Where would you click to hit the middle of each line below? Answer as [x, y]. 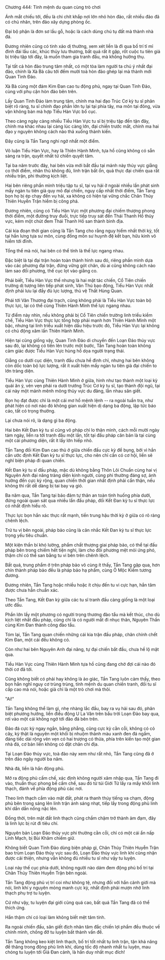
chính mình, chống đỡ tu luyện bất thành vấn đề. [54, 932]
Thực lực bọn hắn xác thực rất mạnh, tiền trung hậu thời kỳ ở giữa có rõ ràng [82, 515]
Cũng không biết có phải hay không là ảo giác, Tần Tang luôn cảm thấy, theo [83, 679]
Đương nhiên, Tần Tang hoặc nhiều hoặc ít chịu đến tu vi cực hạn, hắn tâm [81, 585]
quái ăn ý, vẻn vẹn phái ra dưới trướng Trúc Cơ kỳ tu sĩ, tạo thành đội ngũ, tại [82, 386]
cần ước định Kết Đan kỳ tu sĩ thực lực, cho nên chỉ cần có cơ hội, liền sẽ [79, 455]
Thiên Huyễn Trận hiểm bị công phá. [42, 201]
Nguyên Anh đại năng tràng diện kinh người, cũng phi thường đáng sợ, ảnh [81, 475]
